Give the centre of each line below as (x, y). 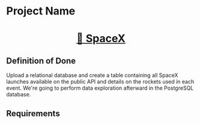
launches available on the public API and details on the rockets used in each (100, 82)
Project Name (41, 11)
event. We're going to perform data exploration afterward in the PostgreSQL (100, 88)
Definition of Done (41, 60)
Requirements (33, 113)
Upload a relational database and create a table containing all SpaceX (92, 75)
